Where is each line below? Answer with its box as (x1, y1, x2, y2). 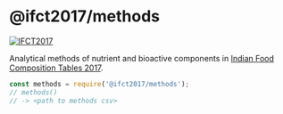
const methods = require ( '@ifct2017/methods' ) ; (9, 79, 190, 88)
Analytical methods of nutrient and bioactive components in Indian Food (9, 53, 275, 63)
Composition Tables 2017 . (9, 62, 104, 73)
